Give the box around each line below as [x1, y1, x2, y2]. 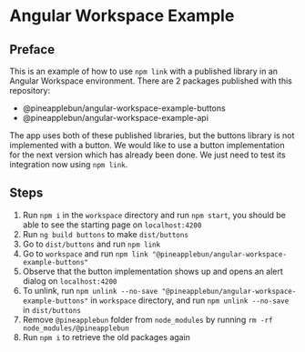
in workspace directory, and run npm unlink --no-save [90, 295, 290, 306]
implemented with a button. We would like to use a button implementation [9, 140, 285, 150]
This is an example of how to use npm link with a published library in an [9, 65, 279, 76]
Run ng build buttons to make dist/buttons [22, 228, 189, 239]
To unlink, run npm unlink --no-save [22, 285, 158, 296]
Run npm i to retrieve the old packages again [22, 331, 191, 342]
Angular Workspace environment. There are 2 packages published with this [9, 75, 293, 86]
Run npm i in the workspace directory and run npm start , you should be [22, 209, 287, 220]
